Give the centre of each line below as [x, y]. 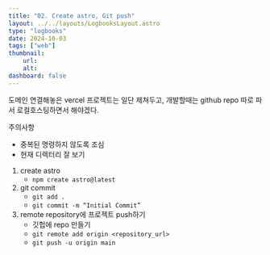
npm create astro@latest [74, 180]
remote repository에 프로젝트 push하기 [83, 214]
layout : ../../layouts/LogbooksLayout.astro [84, 23]
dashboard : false [37, 76]
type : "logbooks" [37, 31]
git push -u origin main [74, 243]
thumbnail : [27, 53]
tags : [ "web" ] [32, 46]
